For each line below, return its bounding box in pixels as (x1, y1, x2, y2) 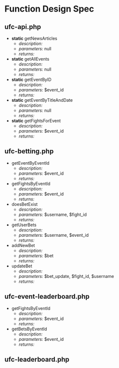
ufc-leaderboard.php (4, 355, 69, 364)
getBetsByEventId (11, 326, 47, 332)
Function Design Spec (4, 3, 94, 15)
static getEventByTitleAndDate (11, 97, 73, 103)
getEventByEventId (11, 160, 50, 166)
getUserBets (11, 222, 37, 228)
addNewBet (11, 242, 35, 248)
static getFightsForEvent (11, 118, 61, 123)
